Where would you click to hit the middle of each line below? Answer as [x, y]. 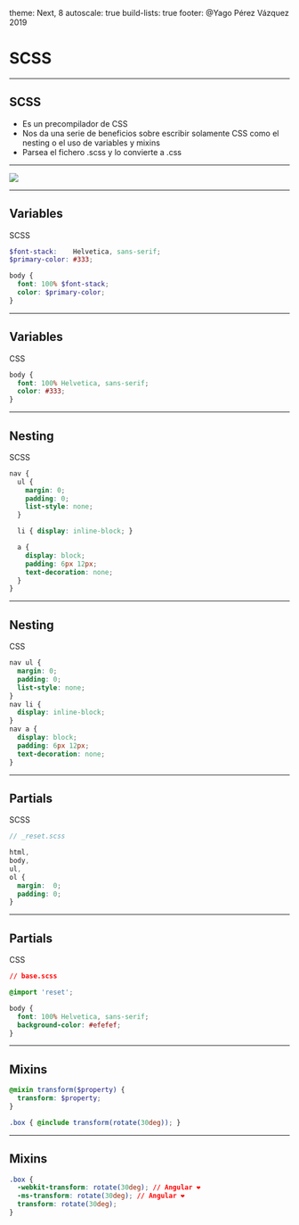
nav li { [25, 704]
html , [19, 853]
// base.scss [33, 976]
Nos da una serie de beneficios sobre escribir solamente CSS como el [150, 133]
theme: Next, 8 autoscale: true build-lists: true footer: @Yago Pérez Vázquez [149, 13]
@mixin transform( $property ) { [67, 1090]
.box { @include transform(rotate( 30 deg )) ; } [95, 1122]
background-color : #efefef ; [69, 1025]
